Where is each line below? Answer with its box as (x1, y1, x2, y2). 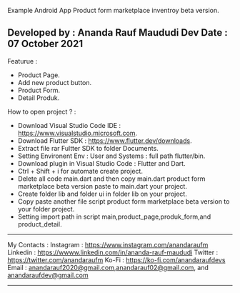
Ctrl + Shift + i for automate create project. (17, 167, 143, 175)
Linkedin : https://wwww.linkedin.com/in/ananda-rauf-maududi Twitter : (7, 248, 219, 257)
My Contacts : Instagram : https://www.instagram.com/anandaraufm (7, 240, 209, 249)
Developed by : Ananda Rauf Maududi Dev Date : (7, 26, 228, 39)
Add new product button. (17, 78, 92, 86)
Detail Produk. (17, 93, 60, 102)
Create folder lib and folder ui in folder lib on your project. (17, 189, 187, 198)
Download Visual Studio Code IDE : (17, 121, 121, 129)
